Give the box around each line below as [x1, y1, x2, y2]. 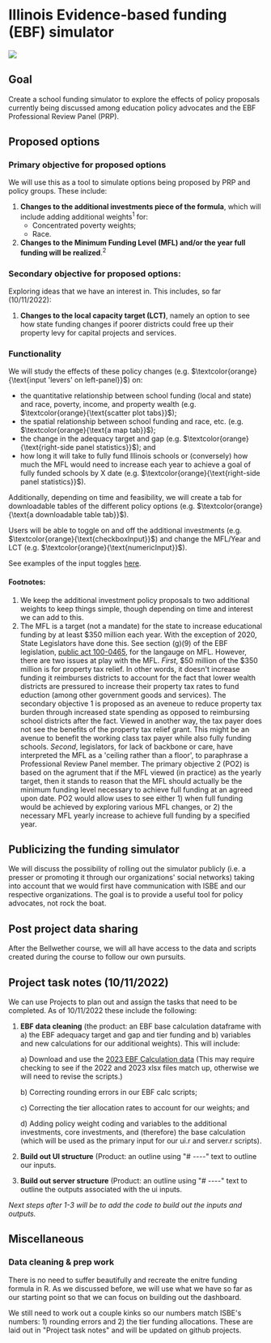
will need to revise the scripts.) [19, 1071, 123, 1081]
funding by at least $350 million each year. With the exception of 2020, [19, 630, 257, 639]
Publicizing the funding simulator [8, 842, 180, 856]
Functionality [8, 348, 62, 359]
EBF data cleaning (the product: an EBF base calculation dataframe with [19, 1021, 261, 1031]
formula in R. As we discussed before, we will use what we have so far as [8, 1283, 253, 1294]
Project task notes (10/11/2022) [8, 975, 169, 990]
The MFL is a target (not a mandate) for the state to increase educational [19, 621, 263, 631]
